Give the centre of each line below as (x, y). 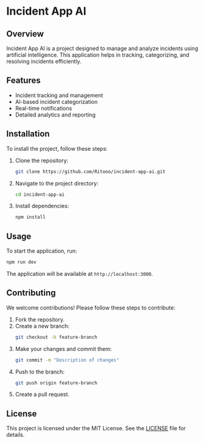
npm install (30, 217)
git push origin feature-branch (56, 383)
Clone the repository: (42, 160)
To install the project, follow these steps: (57, 148)
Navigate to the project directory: (57, 183)
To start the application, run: (42, 251)
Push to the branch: (40, 372)
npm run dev (21, 262)
